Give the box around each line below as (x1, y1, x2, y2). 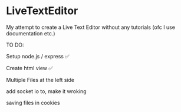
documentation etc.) (6, 29, 55, 37)
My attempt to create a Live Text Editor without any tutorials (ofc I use (6, 24, 176, 31)
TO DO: (6, 41, 25, 48)
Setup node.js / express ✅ (6, 52, 70, 60)
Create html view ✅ (6, 64, 53, 71)
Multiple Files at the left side (6, 76, 75, 83)
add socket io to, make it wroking (6, 87, 87, 95)
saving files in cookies (6, 99, 60, 106)
